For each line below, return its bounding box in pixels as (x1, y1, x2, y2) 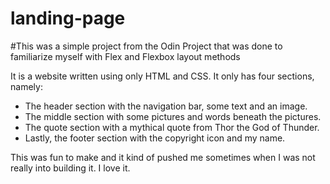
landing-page (10, 7, 126, 30)
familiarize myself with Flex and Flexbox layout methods (10, 50, 241, 62)
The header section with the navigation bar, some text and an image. (24, 100, 308, 112)
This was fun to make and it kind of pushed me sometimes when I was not (10, 151, 316, 163)
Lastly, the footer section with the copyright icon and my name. (24, 132, 286, 144)
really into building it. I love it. (10, 162, 131, 174)
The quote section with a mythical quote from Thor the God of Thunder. (24, 121, 320, 133)
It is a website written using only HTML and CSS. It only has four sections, (10, 70, 315, 82)
